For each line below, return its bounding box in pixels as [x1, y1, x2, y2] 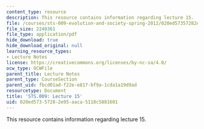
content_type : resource [6, 8, 67, 15]
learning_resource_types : [6, 48, 72, 55]
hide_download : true [6, 37, 59, 43]
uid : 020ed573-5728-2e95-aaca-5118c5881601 [6, 99, 118, 105]
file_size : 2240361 [6, 25, 56, 32]
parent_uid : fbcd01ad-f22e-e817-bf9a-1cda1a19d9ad [6, 82, 137, 88]
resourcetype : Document [6, 88, 67, 94]
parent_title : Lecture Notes [6, 71, 80, 77]
